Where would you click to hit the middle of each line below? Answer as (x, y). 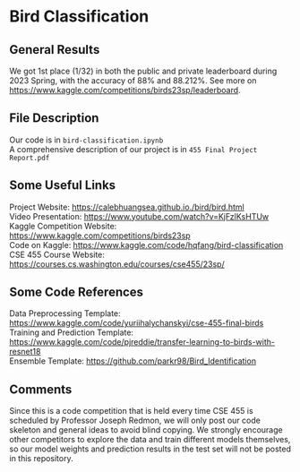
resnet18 (25, 352)
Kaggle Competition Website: (63, 226)
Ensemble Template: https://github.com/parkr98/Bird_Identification (133, 361)
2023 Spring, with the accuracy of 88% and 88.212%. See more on (133, 81)
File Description (54, 118)
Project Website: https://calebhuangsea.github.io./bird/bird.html (127, 207)
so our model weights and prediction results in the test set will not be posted (150, 449)
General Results (55, 50)
